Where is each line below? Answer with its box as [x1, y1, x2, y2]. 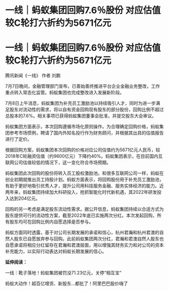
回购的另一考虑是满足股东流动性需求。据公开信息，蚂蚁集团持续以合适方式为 [5, 206, 164, 212]
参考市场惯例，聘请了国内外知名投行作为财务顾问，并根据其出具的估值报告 [9, 130, 164, 136]
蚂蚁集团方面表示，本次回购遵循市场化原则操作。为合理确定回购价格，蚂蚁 [5, 124, 159, 130]
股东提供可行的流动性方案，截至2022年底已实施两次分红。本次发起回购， [5, 212, 157, 218]
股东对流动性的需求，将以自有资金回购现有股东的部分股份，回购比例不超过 [9, 106, 164, 112]
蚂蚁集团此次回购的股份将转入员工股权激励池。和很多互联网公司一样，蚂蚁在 [5, 170, 164, 177]
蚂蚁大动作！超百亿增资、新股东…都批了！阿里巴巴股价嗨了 [5, 280, 128, 286]
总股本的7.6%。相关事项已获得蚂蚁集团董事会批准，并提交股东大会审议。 [5, 113, 157, 119]
